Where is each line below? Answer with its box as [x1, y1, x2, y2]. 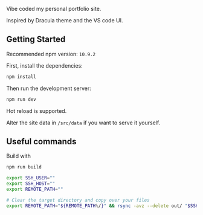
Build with [6, 152, 31, 159]
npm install [6, 74, 36, 80]
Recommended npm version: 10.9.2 [6, 50, 96, 57]
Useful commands [6, 136, 77, 147]
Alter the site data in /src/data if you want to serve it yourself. [6, 119, 161, 126]
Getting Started [6, 34, 66, 45]
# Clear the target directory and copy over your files [6, 197, 150, 203]
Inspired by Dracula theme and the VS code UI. [6, 17, 123, 24]
